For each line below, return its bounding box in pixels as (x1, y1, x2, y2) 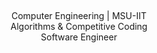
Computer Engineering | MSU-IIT (10, 10, 148, 22)
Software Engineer (40, 31, 118, 43)
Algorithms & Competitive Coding (10, 21, 148, 33)
